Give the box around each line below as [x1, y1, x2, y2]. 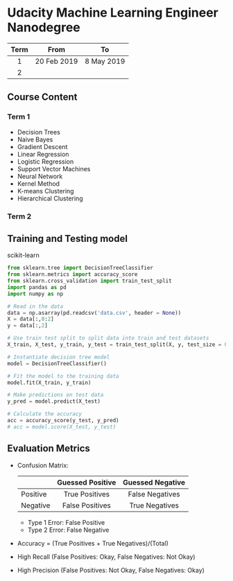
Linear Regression [17, 150, 69, 158]
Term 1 [7, 112, 31, 122]
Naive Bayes [17, 135, 53, 144]
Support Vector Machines [17, 164, 91, 173]
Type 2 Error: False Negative [27, 526, 110, 534]
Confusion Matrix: [17, 461, 69, 469]
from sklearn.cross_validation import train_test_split [7, 277, 172, 285]
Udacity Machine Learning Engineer [7, 5, 218, 21]
